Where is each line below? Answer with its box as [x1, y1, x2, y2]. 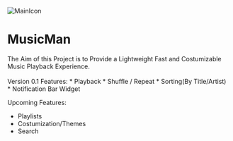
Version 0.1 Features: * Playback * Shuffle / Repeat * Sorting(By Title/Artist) [7, 77, 227, 85]
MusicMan [7, 32, 72, 47]
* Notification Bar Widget [7, 85, 81, 93]
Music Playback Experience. [7, 62, 90, 70]
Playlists [17, 111, 42, 120]
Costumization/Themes [17, 119, 86, 128]
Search [17, 127, 39, 135]
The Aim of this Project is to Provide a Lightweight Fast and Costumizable [7, 54, 222, 63]
